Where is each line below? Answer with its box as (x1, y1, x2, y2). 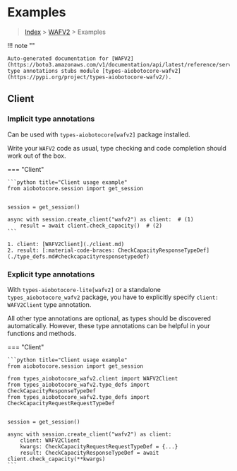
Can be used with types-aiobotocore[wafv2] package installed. (7, 130, 190, 139)
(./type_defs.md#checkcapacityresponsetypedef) (7, 252, 150, 260)
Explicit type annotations (7, 269, 95, 279)
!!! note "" (7, 41, 35, 50)
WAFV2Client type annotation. (7, 300, 92, 308)
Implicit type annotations (7, 114, 95, 124)
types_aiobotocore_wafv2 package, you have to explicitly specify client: (7, 293, 219, 301)
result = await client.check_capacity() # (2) (20, 222, 162, 229)
